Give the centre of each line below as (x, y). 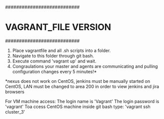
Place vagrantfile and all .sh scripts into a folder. (61, 50)
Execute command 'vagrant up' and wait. (54, 61)
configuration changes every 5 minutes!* (54, 71)
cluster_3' (15, 112)
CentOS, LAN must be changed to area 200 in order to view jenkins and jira (82, 86)
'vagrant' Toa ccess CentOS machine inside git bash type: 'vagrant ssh (78, 107)
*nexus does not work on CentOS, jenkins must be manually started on (78, 81)
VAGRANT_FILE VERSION (58, 27)
